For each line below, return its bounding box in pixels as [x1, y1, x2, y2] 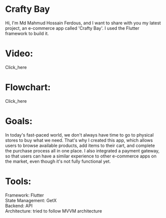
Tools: [5, 175, 31, 187]
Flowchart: [5, 82, 51, 93]
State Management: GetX [5, 197, 57, 203]
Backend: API [5, 203, 33, 209]
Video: [5, 48, 33, 59]
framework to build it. [5, 30, 49, 36]
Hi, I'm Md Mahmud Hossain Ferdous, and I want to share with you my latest [5, 20, 161, 26]
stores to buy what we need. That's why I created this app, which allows [5, 137, 153, 143]
